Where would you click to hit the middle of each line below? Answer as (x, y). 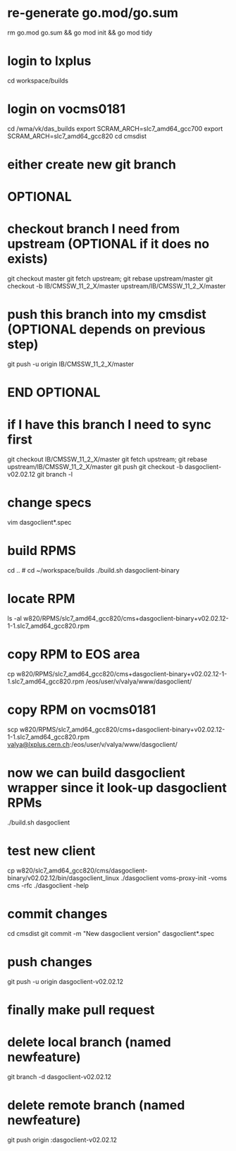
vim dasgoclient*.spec (39, 523)
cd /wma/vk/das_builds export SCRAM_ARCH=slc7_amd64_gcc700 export (115, 128)
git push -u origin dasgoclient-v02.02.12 (66, 981)
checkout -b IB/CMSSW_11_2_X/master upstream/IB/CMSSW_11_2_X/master (117, 286)
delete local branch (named (89, 1042)
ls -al (15, 618)
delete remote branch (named (96, 1105)
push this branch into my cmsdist (107, 315)
